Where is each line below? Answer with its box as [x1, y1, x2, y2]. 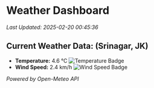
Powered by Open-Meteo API [6, 75, 80, 82]
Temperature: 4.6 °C [14, 57, 68, 64]
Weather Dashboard [6, 4, 110, 17]
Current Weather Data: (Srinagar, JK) [6, 41, 149, 51]
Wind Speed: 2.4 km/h [14, 63, 72, 71]
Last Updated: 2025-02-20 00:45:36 [6, 24, 98, 31]
